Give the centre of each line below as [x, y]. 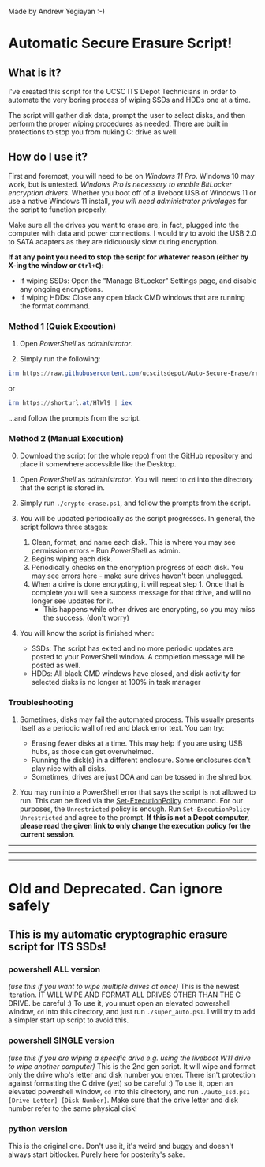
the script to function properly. [58, 210]
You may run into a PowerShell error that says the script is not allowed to [138, 792]
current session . [47, 834]
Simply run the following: [60, 359]
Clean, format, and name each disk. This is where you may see [133, 542]
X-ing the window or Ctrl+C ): [56, 265]
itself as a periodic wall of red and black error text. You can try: [122, 728]
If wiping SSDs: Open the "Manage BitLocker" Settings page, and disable [138, 281]
